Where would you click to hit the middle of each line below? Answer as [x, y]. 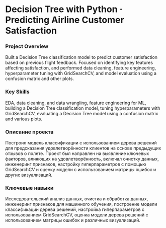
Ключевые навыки [29, 188]
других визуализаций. [29, 175]
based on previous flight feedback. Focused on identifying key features [79, 63]
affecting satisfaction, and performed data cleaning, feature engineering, [81, 68]
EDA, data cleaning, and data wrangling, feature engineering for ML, [76, 103]
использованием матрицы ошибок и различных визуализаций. [73, 220]
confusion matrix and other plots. [40, 79]
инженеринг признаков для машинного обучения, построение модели [81, 204]
